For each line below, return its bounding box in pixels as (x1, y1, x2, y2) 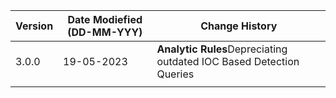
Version (15, 19, 54, 33)
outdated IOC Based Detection (156, 55, 300, 68)
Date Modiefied (67, 13, 143, 26)
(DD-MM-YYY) (67, 25, 143, 39)
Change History (200, 19, 278, 33)
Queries (156, 67, 195, 81)
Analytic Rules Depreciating (156, 42, 288, 56)
